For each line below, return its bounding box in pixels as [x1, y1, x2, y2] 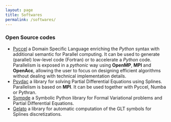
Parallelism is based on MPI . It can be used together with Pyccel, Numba [12, 84, 166, 90]
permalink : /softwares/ [5, 17, 56, 22]
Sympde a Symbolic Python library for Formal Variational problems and [12, 94, 163, 100]
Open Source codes [5, 34, 56, 41]
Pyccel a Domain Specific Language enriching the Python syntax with [12, 46, 160, 52]
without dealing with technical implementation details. [12, 73, 126, 79]
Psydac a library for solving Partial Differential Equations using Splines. [12, 78, 162, 85]
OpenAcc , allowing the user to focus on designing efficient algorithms [12, 67, 161, 73]
